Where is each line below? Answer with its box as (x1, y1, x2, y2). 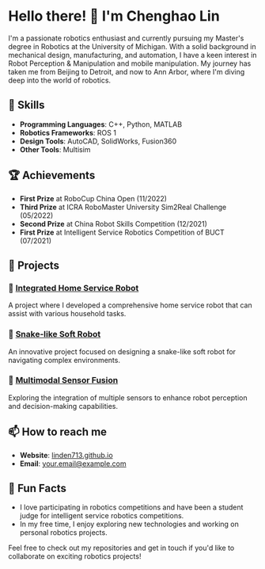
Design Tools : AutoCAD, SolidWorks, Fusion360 (19, 136, 177, 146)
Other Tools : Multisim (19, 144, 91, 154)
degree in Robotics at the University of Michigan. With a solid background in (8, 41, 257, 51)
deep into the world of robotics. (8, 75, 112, 85)
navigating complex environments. (8, 355, 121, 365)
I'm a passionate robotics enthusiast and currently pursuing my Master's (8, 33, 244, 43)
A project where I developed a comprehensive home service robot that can (8, 300, 252, 310)
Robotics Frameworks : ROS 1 (19, 128, 117, 137)
